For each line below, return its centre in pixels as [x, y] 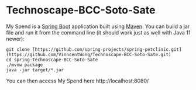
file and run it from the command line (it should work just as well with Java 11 [98, 32]
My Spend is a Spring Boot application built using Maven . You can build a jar [98, 26]
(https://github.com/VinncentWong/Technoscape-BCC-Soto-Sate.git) [89, 54]
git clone [18, 49]
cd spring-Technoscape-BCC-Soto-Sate [52, 60]
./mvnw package [25, 65]
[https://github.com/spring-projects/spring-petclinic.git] [107, 49]
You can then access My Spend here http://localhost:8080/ [78, 81]
